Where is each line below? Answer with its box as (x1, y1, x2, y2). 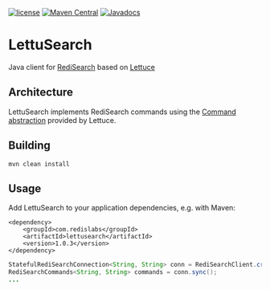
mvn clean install (8, 160, 70, 168)
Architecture (8, 85, 74, 100)
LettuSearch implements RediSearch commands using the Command (8, 107, 237, 116)
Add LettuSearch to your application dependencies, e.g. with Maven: (8, 203, 235, 213)
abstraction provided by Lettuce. (8, 115, 117, 125)
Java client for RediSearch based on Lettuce (8, 62, 155, 71)
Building (8, 139, 51, 153)
